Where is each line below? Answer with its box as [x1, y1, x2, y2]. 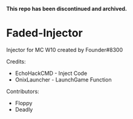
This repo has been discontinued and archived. [6, 5, 128, 12]
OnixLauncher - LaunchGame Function [15, 76, 112, 83]
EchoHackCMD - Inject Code [15, 69, 88, 77]
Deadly [15, 106, 33, 113]
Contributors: [6, 88, 39, 95]
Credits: [6, 57, 26, 65]
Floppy [15, 99, 33, 106]
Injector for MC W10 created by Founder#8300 [6, 46, 123, 53]
